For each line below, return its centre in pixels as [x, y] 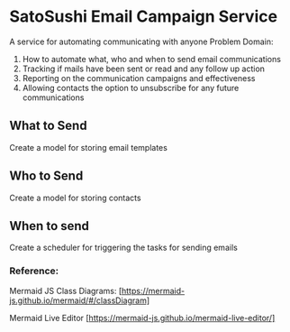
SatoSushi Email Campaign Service [143, 17]
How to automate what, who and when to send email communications [152, 59]
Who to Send [46, 176]
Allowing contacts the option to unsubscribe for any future [131, 88]
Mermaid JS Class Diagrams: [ [66, 290]
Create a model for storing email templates [89, 147]
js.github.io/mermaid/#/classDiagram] [80, 300]
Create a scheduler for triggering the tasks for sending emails [124, 248]
